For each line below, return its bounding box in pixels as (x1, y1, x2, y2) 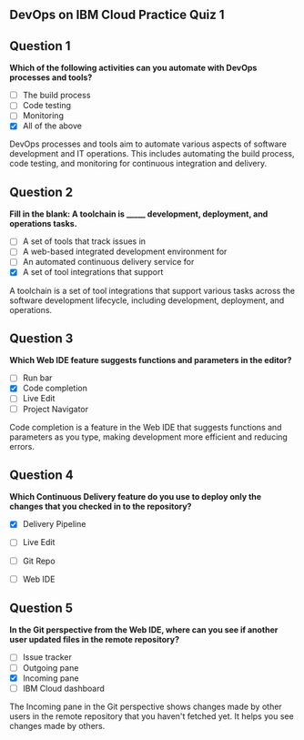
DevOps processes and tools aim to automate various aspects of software (9, 138, 287, 149)
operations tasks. (9, 218, 77, 229)
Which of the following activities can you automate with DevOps (9, 63, 258, 74)
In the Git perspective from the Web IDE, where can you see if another (9, 624, 279, 635)
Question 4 (9, 467, 75, 482)
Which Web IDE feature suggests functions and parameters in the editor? (9, 355, 292, 366)
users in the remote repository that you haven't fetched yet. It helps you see (9, 710, 294, 722)
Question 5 (9, 601, 74, 616)
